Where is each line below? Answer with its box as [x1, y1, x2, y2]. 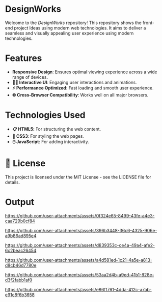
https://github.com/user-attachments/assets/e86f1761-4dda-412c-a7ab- [5, 286, 152, 292]
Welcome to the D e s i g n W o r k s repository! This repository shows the [5, 20, 142, 26]
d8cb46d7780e [5, 262, 37, 268]
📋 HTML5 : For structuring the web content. [12, 126, 101, 132]
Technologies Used [5, 110, 86, 121]
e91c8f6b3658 [5, 292, 35, 298]
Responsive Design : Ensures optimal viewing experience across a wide [12, 69, 158, 75]
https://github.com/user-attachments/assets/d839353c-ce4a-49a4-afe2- [5, 242, 155, 248]
